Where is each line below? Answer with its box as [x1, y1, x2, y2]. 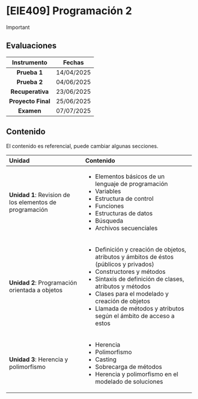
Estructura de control [95, 194, 154, 202]
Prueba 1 [16, 68, 43, 76]
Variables [95, 187, 121, 195]
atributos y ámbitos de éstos [95, 253, 174, 261]
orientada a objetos [9, 286, 63, 294]
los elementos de [9, 198, 57, 206]
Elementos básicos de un [95, 172, 165, 181]
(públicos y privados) [95, 260, 154, 268]
